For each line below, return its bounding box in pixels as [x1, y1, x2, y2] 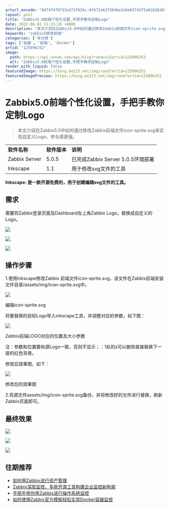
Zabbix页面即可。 [5, 399, 42, 405]
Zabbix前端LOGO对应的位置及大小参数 [5, 333, 86, 339]
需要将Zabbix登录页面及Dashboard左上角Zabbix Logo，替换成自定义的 [5, 210, 153, 216]
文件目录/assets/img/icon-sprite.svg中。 [5, 282, 90, 288]
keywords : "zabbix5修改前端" [5, 31, 64, 36]
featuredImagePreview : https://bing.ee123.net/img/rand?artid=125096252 [5, 74, 162, 79]
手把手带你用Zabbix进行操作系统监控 [12, 490, 90, 496]
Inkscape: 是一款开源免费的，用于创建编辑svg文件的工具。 [5, 179, 129, 185]
